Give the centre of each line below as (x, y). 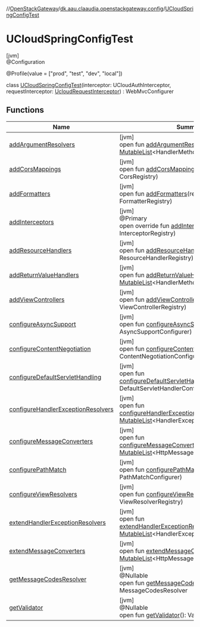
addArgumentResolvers (42, 144)
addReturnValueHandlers (44, 275)
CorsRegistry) (139, 177)
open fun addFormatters (153, 193)
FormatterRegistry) (146, 201)
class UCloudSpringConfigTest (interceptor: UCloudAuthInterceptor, (89, 85)
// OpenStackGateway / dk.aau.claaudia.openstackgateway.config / (86, 9)
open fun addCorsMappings (159, 169)
